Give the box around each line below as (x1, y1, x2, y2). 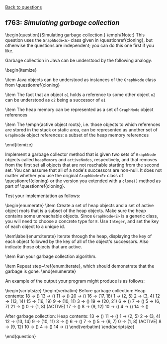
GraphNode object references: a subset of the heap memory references (5, 132, 149, 138)
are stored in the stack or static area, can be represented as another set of (5, 126, 158, 132)
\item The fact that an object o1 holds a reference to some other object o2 (5, 92, 156, 98)
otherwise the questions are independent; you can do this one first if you (5, 42, 154, 48)
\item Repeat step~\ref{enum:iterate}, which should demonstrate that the (5, 263, 155, 269)
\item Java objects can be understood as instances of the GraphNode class (5, 77, 156, 83)
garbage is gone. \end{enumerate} (5, 268, 76, 274)
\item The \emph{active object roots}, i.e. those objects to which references (5, 121, 161, 127)
